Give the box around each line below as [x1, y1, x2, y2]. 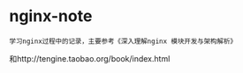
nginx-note [9, 6, 93, 26]
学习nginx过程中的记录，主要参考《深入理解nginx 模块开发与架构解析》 [9, 37, 237, 46]
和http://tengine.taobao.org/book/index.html [9, 53, 171, 63]
